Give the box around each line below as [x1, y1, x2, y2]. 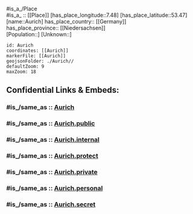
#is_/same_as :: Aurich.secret [6, 200, 96, 209]
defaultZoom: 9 [6, 63, 45, 69]
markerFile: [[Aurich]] [6, 53, 66, 59]
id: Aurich [6, 42, 34, 48]
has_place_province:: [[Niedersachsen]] [6, 24, 106, 31]
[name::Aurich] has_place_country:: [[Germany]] [6, 18, 127, 25]
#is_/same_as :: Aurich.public [6, 119, 95, 128]
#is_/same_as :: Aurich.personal [6, 184, 103, 192]
